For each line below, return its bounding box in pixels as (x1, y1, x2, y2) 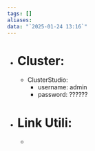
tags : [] (7, 10, 32, 17)
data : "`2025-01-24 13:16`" (7, 23, 88, 30)
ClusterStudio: (27, 75, 68, 84)
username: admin (37, 83, 87, 91)
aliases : (7, 17, 32, 24)
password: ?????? (37, 91, 88, 99)
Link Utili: (17, 115, 72, 130)
